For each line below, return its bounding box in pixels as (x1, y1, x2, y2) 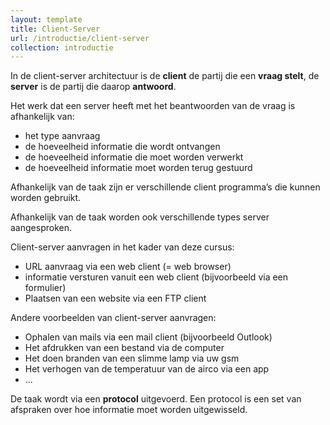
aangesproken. (10, 222, 72, 234)
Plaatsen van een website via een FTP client (24, 292, 207, 305)
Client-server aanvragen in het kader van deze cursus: (10, 241, 235, 253)
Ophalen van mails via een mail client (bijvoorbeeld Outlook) (24, 331, 273, 343)
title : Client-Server (10, 24, 101, 34)
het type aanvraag (24, 130, 101, 142)
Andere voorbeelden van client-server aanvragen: (10, 312, 217, 324)
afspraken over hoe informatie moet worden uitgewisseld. (10, 404, 248, 416)
